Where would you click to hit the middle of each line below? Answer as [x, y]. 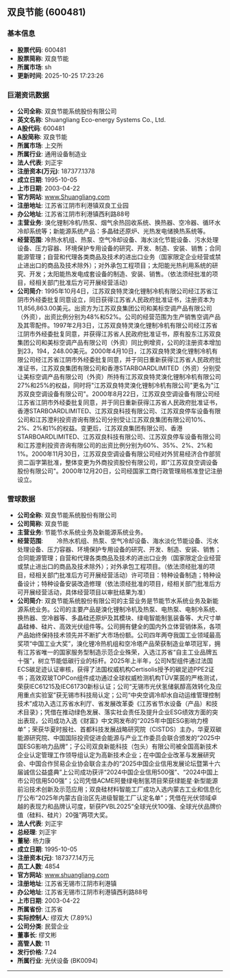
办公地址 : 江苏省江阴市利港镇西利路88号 [74, 214]
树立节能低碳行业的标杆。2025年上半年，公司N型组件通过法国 [125, 661]
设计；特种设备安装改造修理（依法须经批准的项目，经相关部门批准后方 [122, 584]
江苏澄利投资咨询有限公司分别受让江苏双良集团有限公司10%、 [123, 419]
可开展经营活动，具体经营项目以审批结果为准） [83, 592]
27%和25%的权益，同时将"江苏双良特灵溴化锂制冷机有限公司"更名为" [115, 385]
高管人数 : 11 [33, 944]
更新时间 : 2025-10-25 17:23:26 [60, 75]
